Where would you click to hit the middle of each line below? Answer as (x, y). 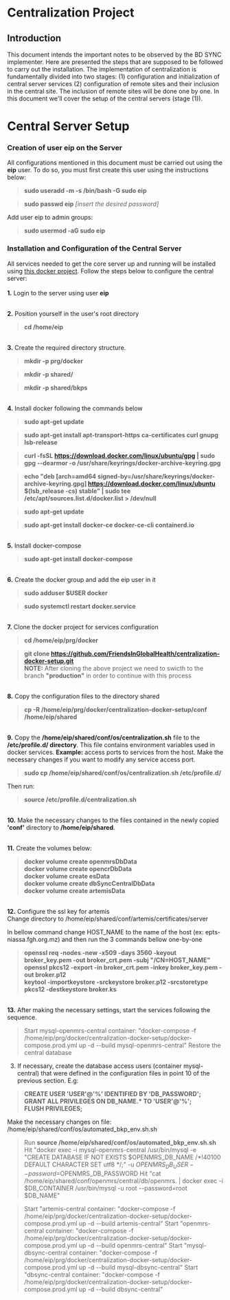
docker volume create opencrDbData (78, 868)
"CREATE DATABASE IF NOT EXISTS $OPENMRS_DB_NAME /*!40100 (122, 1157)
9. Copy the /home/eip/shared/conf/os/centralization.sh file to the (104, 737)
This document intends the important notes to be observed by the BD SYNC (114, 54)
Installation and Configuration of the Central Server (94, 249)
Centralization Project (71, 13)
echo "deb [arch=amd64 (60, 476)
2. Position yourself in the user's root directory (73, 313)
